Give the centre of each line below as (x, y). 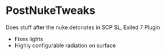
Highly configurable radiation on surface (65, 45)
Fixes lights (29, 39)
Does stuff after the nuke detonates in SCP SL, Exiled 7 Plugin (83, 27)
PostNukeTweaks (50, 11)
